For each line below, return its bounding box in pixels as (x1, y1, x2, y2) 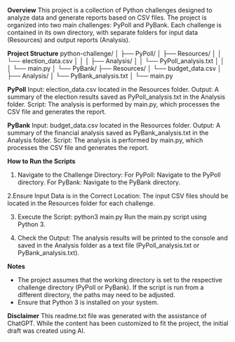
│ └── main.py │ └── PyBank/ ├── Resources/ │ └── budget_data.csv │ (7, 64, 222, 72)
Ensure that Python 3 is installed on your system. (17, 298, 159, 306)
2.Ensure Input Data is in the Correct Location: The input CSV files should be (7, 192, 229, 200)
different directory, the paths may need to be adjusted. (17, 291, 175, 299)
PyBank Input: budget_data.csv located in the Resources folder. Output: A (7, 121, 221, 129)
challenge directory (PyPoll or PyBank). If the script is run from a (17, 283, 204, 292)
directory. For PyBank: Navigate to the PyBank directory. (17, 178, 181, 186)
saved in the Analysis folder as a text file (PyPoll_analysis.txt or (17, 241, 200, 249)
